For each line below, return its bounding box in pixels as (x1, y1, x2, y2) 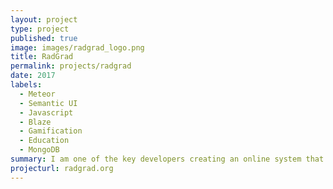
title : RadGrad (10, 52, 74, 62)
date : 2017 (10, 71, 56, 81)
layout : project (10, 14, 78, 25)
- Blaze (19, 117, 52, 127)
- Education (19, 136, 70, 146)
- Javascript (19, 107, 74, 118)
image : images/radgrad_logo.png (10, 42, 145, 53)
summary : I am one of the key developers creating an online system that (10, 154, 325, 164)
